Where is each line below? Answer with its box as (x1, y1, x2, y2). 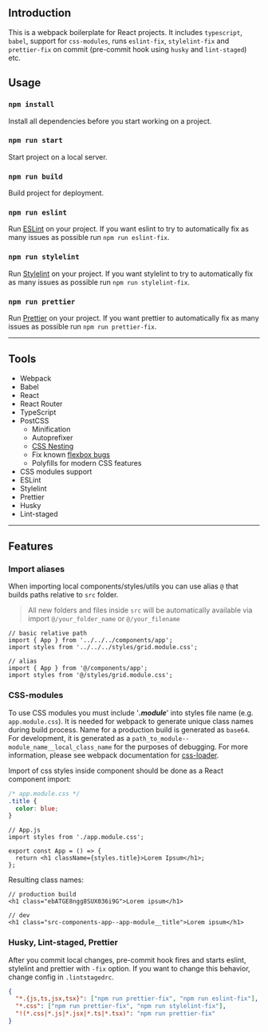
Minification (31, 424, 71, 434)
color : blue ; (15, 805, 59, 813)
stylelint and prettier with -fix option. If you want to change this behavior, (8, 963, 250, 973)
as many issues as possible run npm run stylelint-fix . (8, 277, 190, 286)
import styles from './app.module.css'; (8, 833, 145, 841)
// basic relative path (8, 629, 88, 637)
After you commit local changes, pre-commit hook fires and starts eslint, (8, 955, 246, 964)
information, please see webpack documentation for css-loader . (8, 750, 219, 760)
